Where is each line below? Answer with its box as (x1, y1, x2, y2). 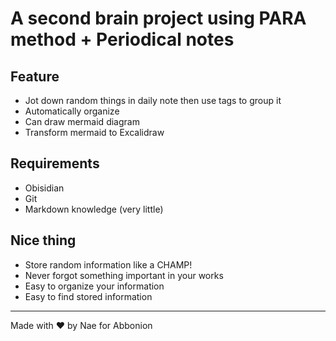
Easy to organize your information (24, 280, 165, 292)
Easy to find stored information (24, 290, 153, 302)
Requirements (10, 155, 100, 172)
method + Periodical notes (10, 28, 235, 51)
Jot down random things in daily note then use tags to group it (24, 95, 282, 106)
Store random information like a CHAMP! (24, 258, 193, 271)
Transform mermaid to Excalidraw (24, 127, 165, 138)
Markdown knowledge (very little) (24, 203, 164, 215)
